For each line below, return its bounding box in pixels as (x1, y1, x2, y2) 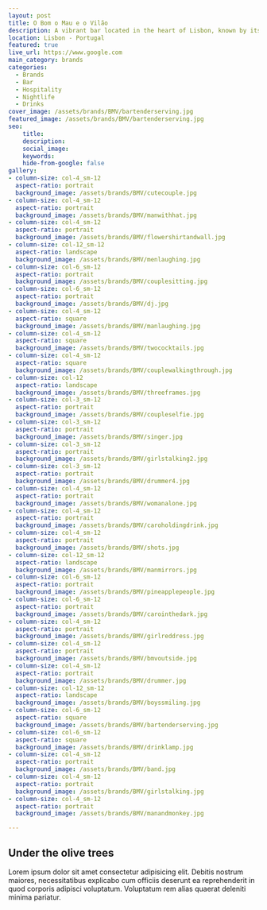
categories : (8, 64, 48, 72)
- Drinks (15, 100, 44, 108)
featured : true (8, 41, 59, 49)
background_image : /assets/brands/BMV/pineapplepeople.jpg (15, 588, 215, 596)
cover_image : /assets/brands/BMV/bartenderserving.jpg (8, 108, 194, 116)
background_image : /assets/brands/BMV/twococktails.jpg (15, 344, 204, 352)
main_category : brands (8, 56, 83, 64)
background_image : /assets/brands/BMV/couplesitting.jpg (15, 277, 208, 286)
